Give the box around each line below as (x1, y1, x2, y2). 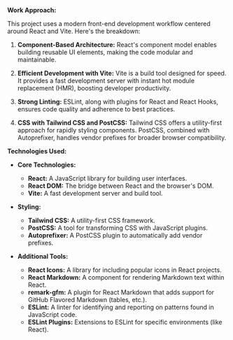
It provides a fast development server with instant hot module (17, 76, 195, 85)
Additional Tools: (17, 252, 69, 260)
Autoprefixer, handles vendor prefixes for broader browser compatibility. (17, 133, 227, 142)
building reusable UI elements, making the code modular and (17, 48, 193, 56)
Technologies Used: (7, 147, 67, 155)
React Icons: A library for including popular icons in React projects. (27, 266, 222, 274)
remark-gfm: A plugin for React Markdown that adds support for (27, 288, 215, 297)
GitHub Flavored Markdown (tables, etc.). (27, 296, 147, 304)
